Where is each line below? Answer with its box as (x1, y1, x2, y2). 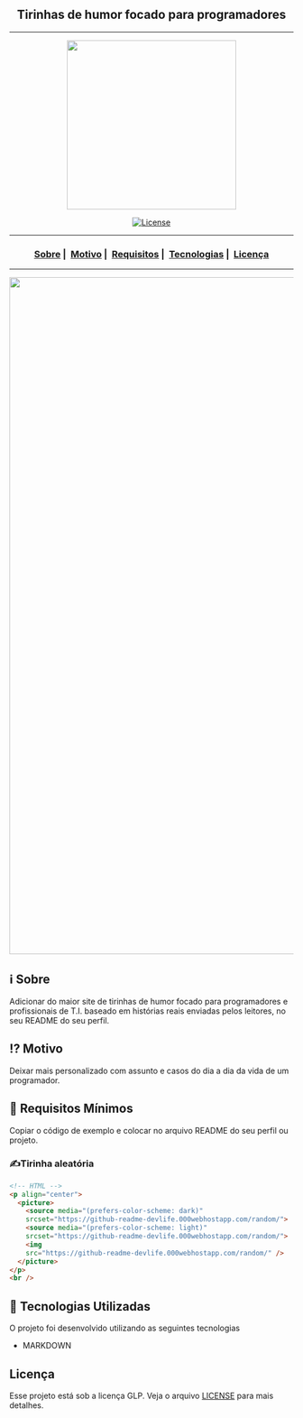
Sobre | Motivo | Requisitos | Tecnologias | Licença (33, 247, 270, 260)
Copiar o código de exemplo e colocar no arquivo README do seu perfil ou (9, 1125, 289, 1135)
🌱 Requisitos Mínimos (9, 1101, 133, 1117)
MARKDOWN (22, 1340, 72, 1351)
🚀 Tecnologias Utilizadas (9, 1299, 151, 1314)
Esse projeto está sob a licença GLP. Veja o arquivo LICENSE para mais (9, 1390, 274, 1401)
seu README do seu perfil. (9, 1015, 110, 1025)
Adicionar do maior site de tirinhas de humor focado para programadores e (9, 996, 289, 1006)
